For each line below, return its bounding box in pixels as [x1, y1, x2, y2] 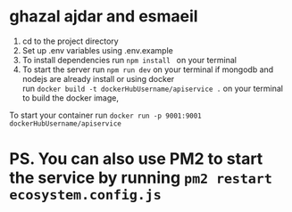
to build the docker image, [21, 92, 119, 103]
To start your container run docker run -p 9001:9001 [9, 110, 203, 120]
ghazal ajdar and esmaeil [9, 6, 198, 27]
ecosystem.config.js [9, 187, 163, 204]
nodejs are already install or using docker [21, 73, 175, 84]
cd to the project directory [21, 36, 119, 46]
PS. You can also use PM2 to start [9, 149, 263, 169]
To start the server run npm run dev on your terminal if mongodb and [21, 64, 274, 75]
